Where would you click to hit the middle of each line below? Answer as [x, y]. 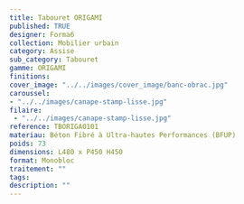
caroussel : [30, 93]
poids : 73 [28, 144]
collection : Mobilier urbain [64, 43]
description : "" [40, 186]
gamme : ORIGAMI [38, 69]
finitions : [30, 77]
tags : [19, 177]
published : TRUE [40, 26]
